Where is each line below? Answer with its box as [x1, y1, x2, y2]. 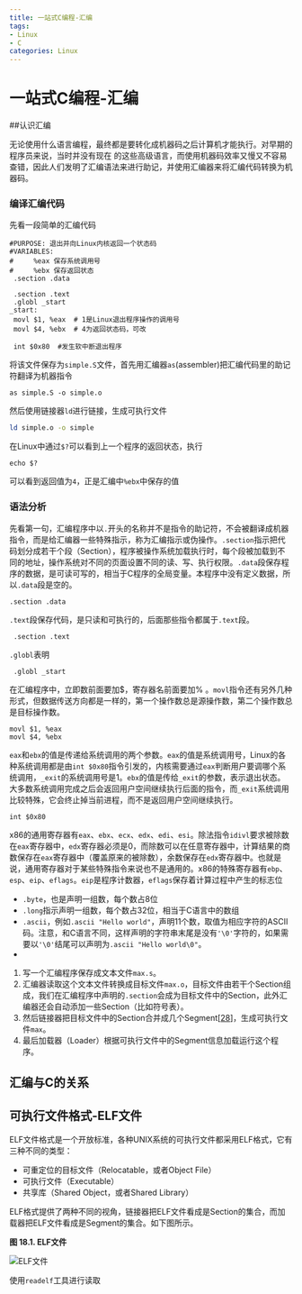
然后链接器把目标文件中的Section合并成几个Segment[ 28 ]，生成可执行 [22, 1012, 281, 1023]
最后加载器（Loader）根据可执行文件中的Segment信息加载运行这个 [22, 1034, 271, 1045]
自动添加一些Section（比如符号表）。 [53, 1001, 189, 1012]
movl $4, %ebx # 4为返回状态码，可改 [13, 325, 147, 334]
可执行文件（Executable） [22, 1175, 120, 1186]
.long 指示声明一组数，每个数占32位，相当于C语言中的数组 [22, 905, 240, 916]
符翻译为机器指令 [9, 370, 73, 381]
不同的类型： [24, 1145, 73, 1156]
